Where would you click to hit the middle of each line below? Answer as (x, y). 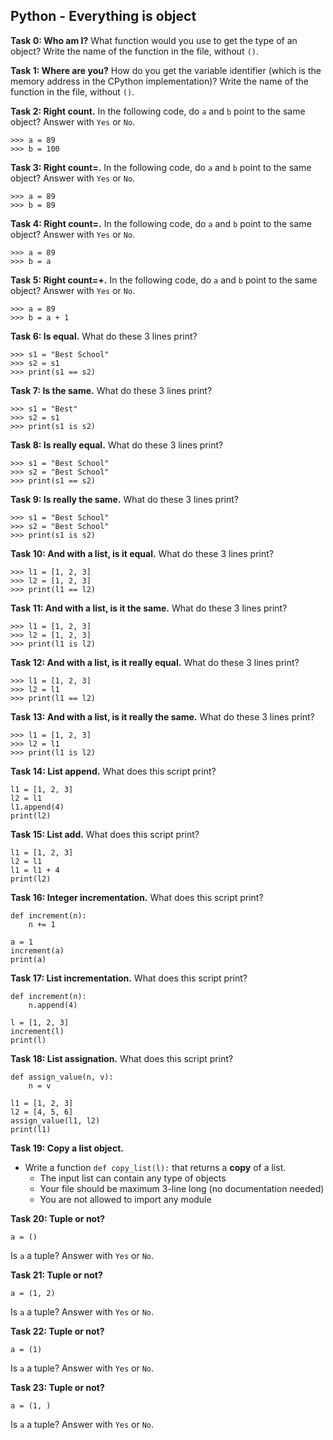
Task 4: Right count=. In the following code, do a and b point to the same (161, 223)
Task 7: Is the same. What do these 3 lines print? (111, 390)
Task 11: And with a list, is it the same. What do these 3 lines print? (149, 608)
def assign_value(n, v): (62, 1077)
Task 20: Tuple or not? (58, 1218)
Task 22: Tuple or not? (57, 1331)
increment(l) (37, 1031)
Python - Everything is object (103, 16)
